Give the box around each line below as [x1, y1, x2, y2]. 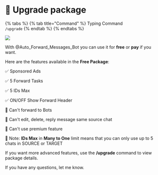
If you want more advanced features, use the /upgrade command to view [5, 150, 152, 156]
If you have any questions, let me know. [5, 164, 84, 170]
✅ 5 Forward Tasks [5, 78, 43, 84]
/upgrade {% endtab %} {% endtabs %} [5, 25, 84, 31]
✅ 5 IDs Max [5, 87, 30, 93]
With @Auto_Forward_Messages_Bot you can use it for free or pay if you [5, 44, 152, 50]
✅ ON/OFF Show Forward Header [5, 97, 72, 103]
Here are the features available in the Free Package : [5, 58, 109, 65]
